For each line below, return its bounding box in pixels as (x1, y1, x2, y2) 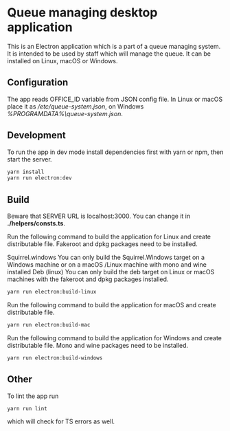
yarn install (7, 168, 45, 175)
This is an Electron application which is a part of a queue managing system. (7, 42, 221, 50)
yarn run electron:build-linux (7, 289, 97, 296)
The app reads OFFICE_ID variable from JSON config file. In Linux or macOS (7, 95, 223, 103)
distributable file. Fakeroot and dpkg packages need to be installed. (7, 240, 198, 248)
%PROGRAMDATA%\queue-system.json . (7, 109, 124, 118)
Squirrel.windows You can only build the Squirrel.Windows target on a (7, 253, 205, 262)
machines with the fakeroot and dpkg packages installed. (7, 275, 169, 283)
